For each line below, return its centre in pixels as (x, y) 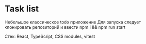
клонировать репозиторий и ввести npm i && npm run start (65, 27)
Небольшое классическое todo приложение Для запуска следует (73, 22)
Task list (22, 9)
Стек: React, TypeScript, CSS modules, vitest (50, 36)
